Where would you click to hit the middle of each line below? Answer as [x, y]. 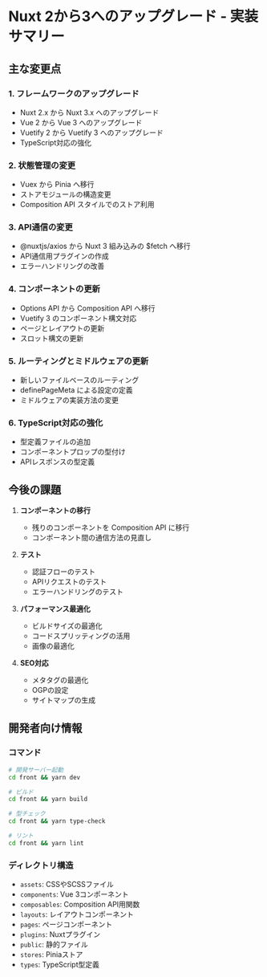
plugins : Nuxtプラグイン [60, 934]
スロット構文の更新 [52, 338]
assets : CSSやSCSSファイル [67, 885]
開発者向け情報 [45, 728]
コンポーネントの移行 [55, 511]
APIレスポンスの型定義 [57, 462]
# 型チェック [27, 814]
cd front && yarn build [48, 800]
